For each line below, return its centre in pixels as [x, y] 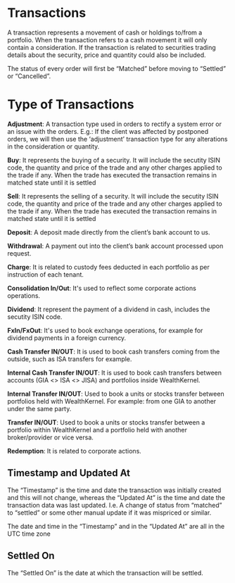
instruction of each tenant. [46, 274]
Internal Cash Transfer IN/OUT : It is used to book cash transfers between [114, 372]
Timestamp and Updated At [69, 473]
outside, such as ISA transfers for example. [70, 359]
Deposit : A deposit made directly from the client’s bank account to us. [109, 232]
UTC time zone [29, 534]
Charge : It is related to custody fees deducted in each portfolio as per [108, 267]
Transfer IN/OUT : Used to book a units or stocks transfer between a [106, 422]
